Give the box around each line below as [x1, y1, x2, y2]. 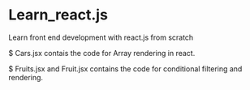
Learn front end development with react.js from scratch [8, 32, 194, 42]
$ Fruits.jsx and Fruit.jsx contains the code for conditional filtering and [8, 63, 243, 74]
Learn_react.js [8, 6, 108, 24]
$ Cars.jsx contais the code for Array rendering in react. [8, 48, 196, 58]
